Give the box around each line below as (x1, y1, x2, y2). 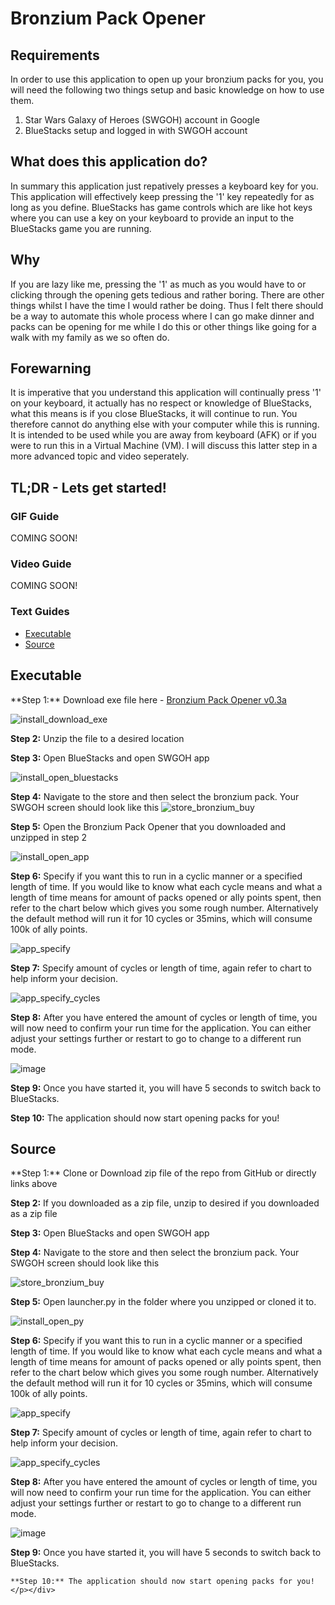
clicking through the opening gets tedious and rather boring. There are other (10, 288, 325, 301)
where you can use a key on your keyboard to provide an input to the (10, 212, 295, 224)
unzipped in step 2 (10, 831, 88, 843)
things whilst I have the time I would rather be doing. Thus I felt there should (10, 299, 324, 311)
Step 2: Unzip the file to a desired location (10, 732, 185, 744)
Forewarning (10, 360, 92, 377)
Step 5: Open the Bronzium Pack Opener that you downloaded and (10, 820, 287, 832)
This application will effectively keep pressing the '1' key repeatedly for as (10, 190, 315, 202)
